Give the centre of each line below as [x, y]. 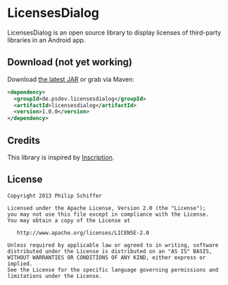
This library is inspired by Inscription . [61, 157]
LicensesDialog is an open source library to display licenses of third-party [114, 32]
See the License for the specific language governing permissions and [113, 269]
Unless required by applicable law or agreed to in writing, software [113, 245]
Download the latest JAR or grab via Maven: [71, 79]
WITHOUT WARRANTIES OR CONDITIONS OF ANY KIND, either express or [107, 257]
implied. [20, 263]
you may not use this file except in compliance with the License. [108, 214]
